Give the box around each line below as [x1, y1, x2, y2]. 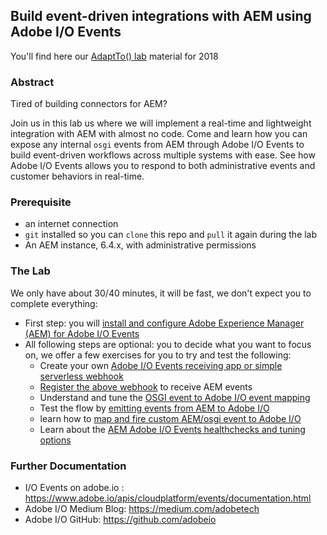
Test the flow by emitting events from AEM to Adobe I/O [39, 402, 270, 414]
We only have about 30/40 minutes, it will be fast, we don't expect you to [10, 287, 312, 299]
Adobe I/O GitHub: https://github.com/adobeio [24, 514, 217, 525]
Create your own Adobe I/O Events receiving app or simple [39, 359, 283, 371]
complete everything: [10, 297, 98, 309]
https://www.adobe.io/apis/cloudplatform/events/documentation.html [24, 492, 312, 504]
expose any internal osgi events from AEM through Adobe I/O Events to [10, 139, 305, 151]
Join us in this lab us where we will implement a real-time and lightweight [10, 117, 312, 129]
